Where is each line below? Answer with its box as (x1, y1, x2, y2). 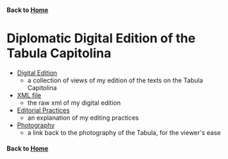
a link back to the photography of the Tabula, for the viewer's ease (27, 128, 222, 136)
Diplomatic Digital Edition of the (6, 30, 196, 46)
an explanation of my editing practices (27, 113, 139, 122)
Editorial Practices (16, 106, 70, 114)
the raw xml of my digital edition (27, 98, 121, 107)
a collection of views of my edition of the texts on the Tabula (27, 76, 203, 84)
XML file (16, 91, 42, 99)
